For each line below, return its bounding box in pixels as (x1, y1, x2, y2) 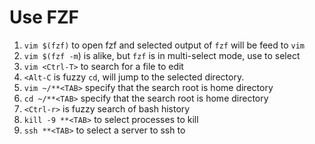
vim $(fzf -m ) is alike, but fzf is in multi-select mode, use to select (23, 49, 301, 61)
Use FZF (9, 6, 79, 29)
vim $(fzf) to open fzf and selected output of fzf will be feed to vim (23, 39, 305, 51)
